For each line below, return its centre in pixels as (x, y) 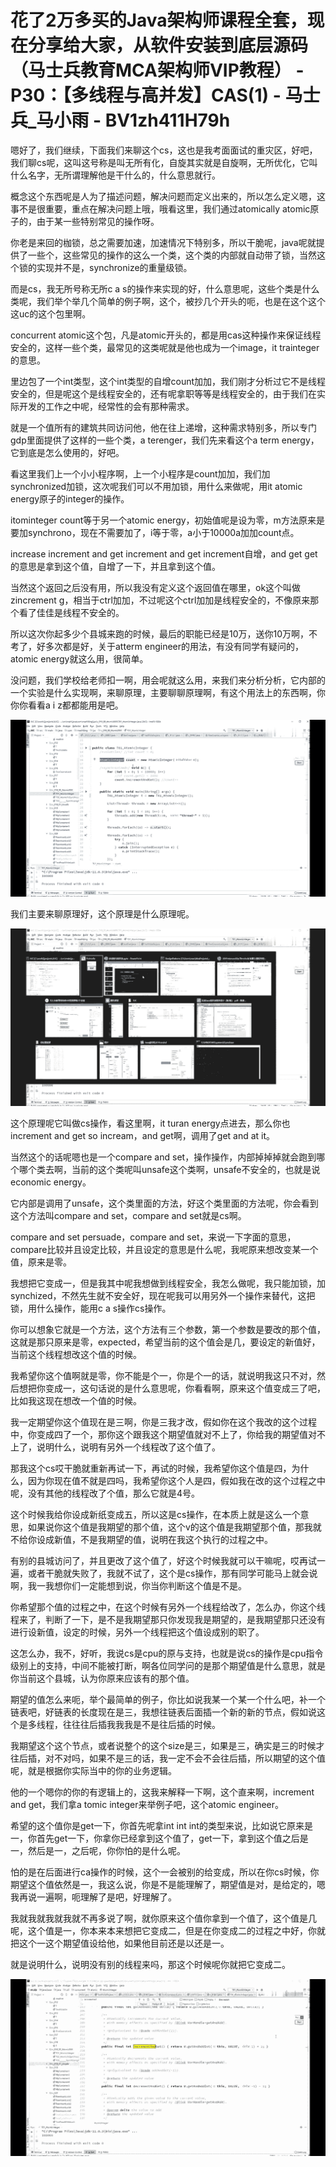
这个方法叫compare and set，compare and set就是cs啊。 (128, 1215)
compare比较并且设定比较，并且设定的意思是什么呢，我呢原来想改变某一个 (164, 1249)
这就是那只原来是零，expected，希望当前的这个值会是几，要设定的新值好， (165, 1342)
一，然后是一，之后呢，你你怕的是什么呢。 (98, 1850)
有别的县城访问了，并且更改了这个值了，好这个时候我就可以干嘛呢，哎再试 (163, 1560)
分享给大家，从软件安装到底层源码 (168, 45)
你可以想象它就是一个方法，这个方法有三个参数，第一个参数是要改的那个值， (168, 1329)
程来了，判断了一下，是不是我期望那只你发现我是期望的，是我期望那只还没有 (168, 1619)
